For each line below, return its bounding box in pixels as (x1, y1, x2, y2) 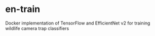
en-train (5, 3, 41, 15)
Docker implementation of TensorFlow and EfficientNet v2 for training (5, 20, 150, 26)
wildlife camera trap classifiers (5, 25, 69, 31)
